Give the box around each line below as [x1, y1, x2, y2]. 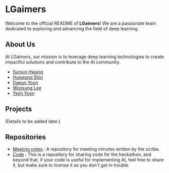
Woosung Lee [12, 85, 42, 91]
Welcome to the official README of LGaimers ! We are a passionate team [5, 20, 156, 26]
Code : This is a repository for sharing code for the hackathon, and [12, 151, 151, 157]
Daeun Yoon [12, 79, 38, 85]
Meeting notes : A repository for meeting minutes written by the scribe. [12, 146, 160, 152]
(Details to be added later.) [5, 118, 61, 124]
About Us [5, 40, 35, 49]
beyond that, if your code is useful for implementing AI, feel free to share [12, 157, 164, 163]
